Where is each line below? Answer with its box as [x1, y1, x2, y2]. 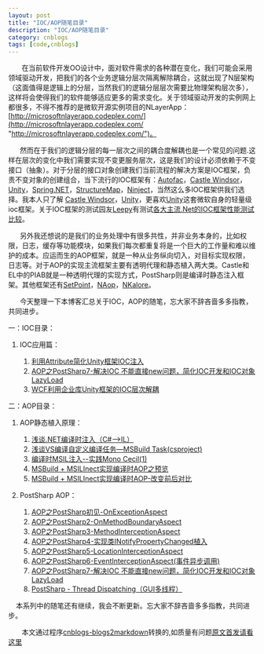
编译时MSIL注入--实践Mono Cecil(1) [31, 455, 148, 464]
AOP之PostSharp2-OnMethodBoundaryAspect [31, 517, 182, 527]
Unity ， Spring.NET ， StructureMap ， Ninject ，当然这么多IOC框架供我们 [8, 185, 238, 195]
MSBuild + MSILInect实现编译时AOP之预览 [31, 464, 169, 473]
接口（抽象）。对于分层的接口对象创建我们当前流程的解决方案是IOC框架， [8, 166, 244, 175]
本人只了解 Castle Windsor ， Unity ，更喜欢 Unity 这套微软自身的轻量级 [28, 195, 253, 204]
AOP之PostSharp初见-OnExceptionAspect [31, 507, 167, 517]
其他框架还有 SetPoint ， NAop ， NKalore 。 [21, 280, 156, 290]
